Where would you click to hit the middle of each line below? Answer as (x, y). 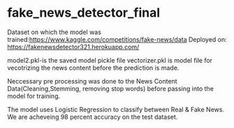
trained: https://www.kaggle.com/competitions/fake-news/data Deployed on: (117, 39)
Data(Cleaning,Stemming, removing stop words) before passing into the (111, 88)
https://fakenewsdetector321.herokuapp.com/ (73, 47)
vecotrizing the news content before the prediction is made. (93, 67)
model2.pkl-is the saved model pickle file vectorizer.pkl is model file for (110, 60)
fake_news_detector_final (84, 13)
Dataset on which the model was (54, 32)
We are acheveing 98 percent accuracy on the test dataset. (93, 117)
